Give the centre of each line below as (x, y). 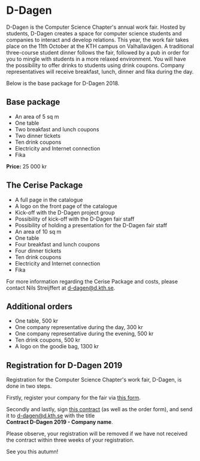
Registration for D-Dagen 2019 (64, 365)
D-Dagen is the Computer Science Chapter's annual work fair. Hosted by (96, 27)
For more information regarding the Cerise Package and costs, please (92, 281)
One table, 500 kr (37, 321)
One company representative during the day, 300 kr (79, 327)
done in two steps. (29, 386)
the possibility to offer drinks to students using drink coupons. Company (95, 65)
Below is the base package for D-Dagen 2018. (63, 83)
